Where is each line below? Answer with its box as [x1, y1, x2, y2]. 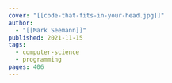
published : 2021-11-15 [8, 33, 83, 42]
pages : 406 [8, 63, 44, 71]
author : [8, 19, 34, 27]
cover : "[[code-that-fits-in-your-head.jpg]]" [8, 11, 165, 20]
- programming [15, 56, 62, 64]
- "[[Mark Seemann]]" [15, 26, 87, 34]
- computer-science [15, 48, 80, 56]
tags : [8, 41, 26, 49]
